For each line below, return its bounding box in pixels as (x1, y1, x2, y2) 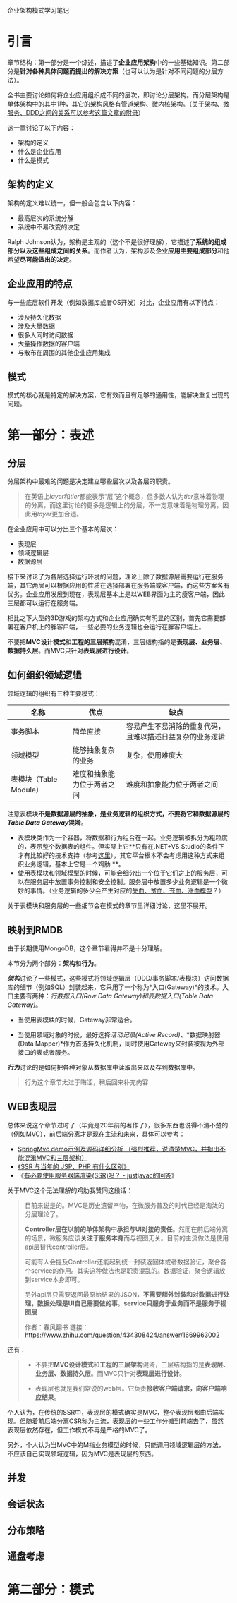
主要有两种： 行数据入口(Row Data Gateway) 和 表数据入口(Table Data (13, 992, 214, 1000)
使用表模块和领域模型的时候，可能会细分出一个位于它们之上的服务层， (17, 869, 222, 877)
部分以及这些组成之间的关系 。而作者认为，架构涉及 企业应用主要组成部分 (7, 246, 217, 255)
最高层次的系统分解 (17, 214, 74, 222)
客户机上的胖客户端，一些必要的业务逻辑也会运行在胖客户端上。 (19, 623, 205, 631)
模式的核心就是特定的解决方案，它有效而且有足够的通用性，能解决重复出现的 (7, 391, 230, 399)
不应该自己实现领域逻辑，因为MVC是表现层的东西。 (7, 1449, 158, 1458)
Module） (11, 785, 44, 795)
